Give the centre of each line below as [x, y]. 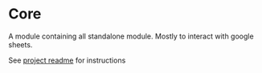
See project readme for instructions [67, 60]
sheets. [20, 44]
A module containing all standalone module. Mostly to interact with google [131, 36]
